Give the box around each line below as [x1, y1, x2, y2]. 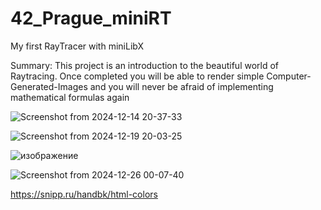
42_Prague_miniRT [10, 7, 172, 30]
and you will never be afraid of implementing [89, 80, 274, 92]
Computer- [266, 70, 312, 82]
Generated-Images [10, 80, 88, 92]
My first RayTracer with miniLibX [10, 40, 145, 52]
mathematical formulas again [10, 91, 130, 103]
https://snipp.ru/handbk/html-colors [10, 188, 158, 200]
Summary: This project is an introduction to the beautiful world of [10, 59, 280, 71]
